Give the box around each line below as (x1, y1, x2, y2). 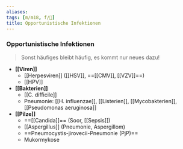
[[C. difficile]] (23, 91, 57, 98)
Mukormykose (23, 136, 60, 143)
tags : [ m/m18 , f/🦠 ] (6, 14, 55, 21)
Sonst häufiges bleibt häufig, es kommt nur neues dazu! (20, 54, 160, 61)
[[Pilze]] (14, 110, 36, 118)
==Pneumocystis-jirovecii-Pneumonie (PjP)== (23, 129, 138, 136)
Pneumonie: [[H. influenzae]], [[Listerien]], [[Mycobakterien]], (23, 97, 178, 104)
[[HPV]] (23, 78, 43, 85)
